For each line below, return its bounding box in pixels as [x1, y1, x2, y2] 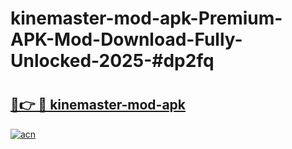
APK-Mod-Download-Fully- [10, 28, 243, 51]
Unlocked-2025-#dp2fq [10, 50, 215, 72]
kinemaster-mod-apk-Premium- [10, 7, 283, 30]
